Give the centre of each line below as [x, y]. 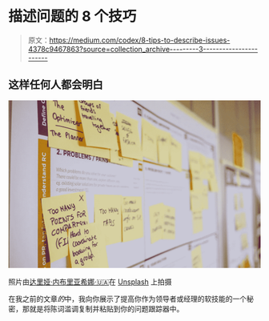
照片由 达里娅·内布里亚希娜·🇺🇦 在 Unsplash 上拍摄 [90, 282]
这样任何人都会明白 [56, 85]
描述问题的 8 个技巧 [72, 16]
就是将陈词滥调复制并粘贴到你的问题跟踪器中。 [106, 309]
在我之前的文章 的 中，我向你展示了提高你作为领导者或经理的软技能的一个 [127, 299]
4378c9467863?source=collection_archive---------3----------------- [143, 49]
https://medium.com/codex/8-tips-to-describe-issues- [140, 40]
